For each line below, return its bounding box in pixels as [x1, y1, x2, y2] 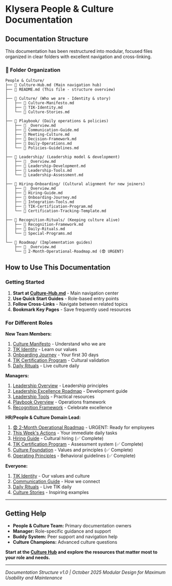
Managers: [5, 373, 29, 379]
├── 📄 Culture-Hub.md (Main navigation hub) [5, 83, 102, 88]
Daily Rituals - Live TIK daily [12, 484, 72, 490]
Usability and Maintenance [5, 575, 62, 581]
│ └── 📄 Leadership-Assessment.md [5, 173, 83, 178]
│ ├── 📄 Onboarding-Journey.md [5, 195, 77, 200]
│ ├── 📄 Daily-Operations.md [5, 141, 72, 146]
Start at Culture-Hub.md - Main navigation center [12, 290, 119, 296]
